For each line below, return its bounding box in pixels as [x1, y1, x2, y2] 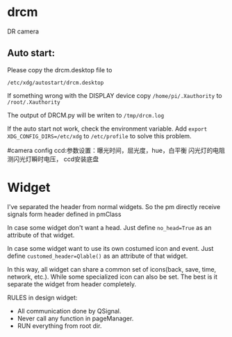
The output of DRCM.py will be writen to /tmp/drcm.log [7, 110, 165, 119]
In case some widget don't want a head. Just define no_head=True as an [7, 223, 212, 231]
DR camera [7, 27, 40, 35]
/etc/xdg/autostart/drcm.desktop [7, 79, 104, 86]
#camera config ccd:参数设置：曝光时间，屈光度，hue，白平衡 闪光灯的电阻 [7, 146, 226, 154]
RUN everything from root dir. [17, 321, 102, 330]
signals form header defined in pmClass [7, 210, 122, 218]
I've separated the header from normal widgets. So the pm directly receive [7, 202, 221, 211]
